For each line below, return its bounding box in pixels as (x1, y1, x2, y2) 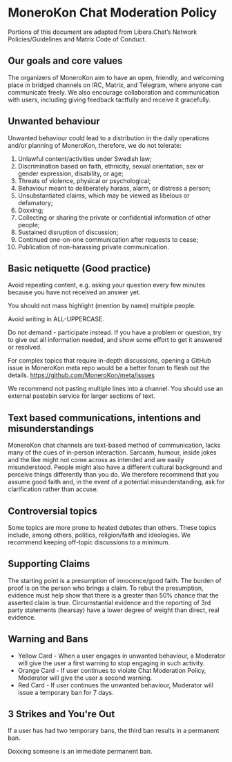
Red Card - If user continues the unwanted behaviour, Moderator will (17, 680, 213, 689)
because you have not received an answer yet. (8, 288, 141, 296)
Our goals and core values (8, 55, 123, 67)
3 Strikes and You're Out (8, 708, 115, 720)
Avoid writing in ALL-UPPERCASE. (8, 315, 104, 323)
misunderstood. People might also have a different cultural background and (8, 463, 223, 471)
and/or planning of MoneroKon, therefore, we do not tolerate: (8, 141, 182, 149)
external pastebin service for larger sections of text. (8, 392, 155, 400)
